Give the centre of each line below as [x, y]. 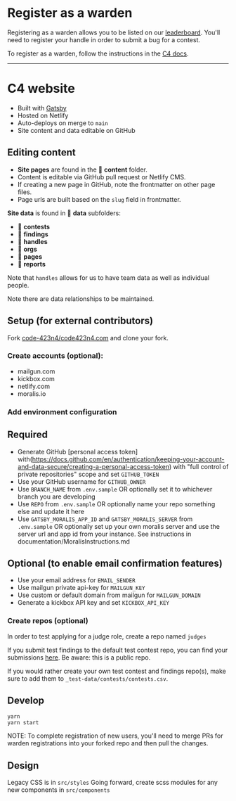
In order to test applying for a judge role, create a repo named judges [107, 636]
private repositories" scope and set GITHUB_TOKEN [88, 474]
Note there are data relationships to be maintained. [81, 299]
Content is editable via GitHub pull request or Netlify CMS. [101, 177]
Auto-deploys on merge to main [63, 123]
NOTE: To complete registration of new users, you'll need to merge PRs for [115, 736]
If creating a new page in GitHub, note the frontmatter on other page [116, 184]
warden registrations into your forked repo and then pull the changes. [108, 743]
